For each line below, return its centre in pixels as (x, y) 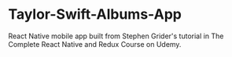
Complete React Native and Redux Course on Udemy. (95, 44)
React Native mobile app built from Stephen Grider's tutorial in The (116, 36)
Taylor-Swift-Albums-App (95, 14)
